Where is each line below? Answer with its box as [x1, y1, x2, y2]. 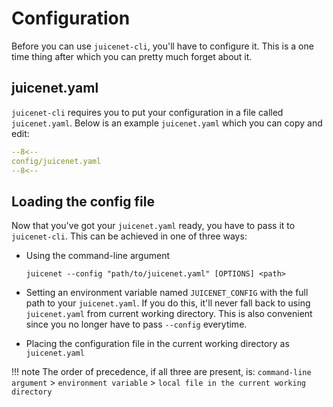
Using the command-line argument [25, 250, 171, 262]
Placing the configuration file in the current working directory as [25, 338, 290, 350]
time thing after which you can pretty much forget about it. [11, 50, 253, 62]
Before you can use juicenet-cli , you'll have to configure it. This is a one [11, 40, 314, 52]
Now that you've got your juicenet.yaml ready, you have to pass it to [11, 220, 296, 232]
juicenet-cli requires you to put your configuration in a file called [11, 106, 284, 118]
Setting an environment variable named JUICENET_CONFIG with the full [25, 287, 309, 299]
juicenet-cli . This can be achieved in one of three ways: [11, 230, 248, 242]
